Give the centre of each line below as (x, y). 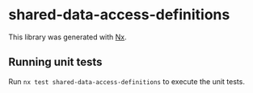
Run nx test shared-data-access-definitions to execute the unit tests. (126, 81)
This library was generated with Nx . (67, 37)
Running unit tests (55, 62)
